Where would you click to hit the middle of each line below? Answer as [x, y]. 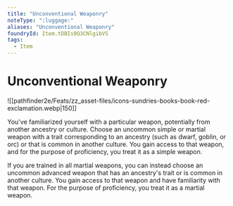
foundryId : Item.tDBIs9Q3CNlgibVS [58, 33]
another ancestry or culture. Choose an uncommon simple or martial [107, 129]
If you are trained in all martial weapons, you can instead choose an [105, 165]
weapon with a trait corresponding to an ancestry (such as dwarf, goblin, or [117, 136]
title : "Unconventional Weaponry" [58, 14]
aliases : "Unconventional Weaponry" [61, 27]
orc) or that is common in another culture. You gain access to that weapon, [116, 144]
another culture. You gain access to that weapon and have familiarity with [114, 180]
